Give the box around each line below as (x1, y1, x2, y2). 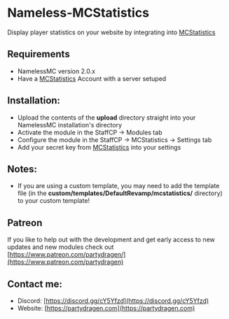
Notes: (7, 163, 37, 175)
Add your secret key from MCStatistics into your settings (17, 143, 181, 151)
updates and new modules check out (7, 243, 114, 251)
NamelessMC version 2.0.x (17, 66, 96, 75)
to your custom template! (17, 197, 90, 205)
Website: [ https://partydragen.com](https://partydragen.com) (17, 304, 195, 312)
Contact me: (7, 278, 63, 290)
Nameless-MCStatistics (7, 5, 149, 21)
